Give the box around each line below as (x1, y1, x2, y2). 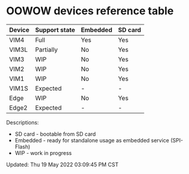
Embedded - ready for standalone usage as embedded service (14, 136, 170, 144)
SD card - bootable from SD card (14, 130, 97, 138)
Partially (35, 45, 58, 54)
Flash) (14, 143, 31, 150)
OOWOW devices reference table (6, 4, 174, 18)
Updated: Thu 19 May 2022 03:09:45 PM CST (6, 161, 119, 168)
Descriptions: (6, 119, 39, 126)
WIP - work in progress (14, 149, 72, 156)
